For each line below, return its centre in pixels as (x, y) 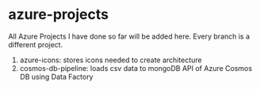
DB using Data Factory (56, 76)
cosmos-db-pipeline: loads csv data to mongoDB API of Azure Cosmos (136, 68)
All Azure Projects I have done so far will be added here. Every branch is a (129, 36)
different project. (36, 44)
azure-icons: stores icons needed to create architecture (111, 60)
